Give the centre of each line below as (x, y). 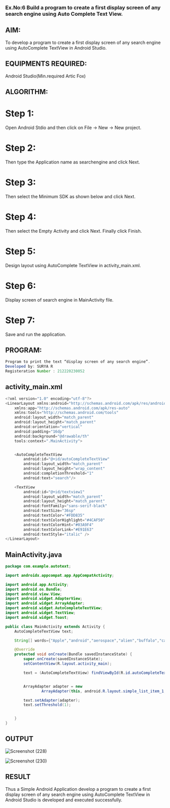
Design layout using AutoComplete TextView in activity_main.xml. (73, 265)
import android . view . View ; (34, 594)
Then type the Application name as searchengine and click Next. (73, 162)
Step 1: (20, 114)
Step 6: (21, 286)
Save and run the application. (36, 334)
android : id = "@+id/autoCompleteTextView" (67, 459)
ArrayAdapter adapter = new (53, 686)
